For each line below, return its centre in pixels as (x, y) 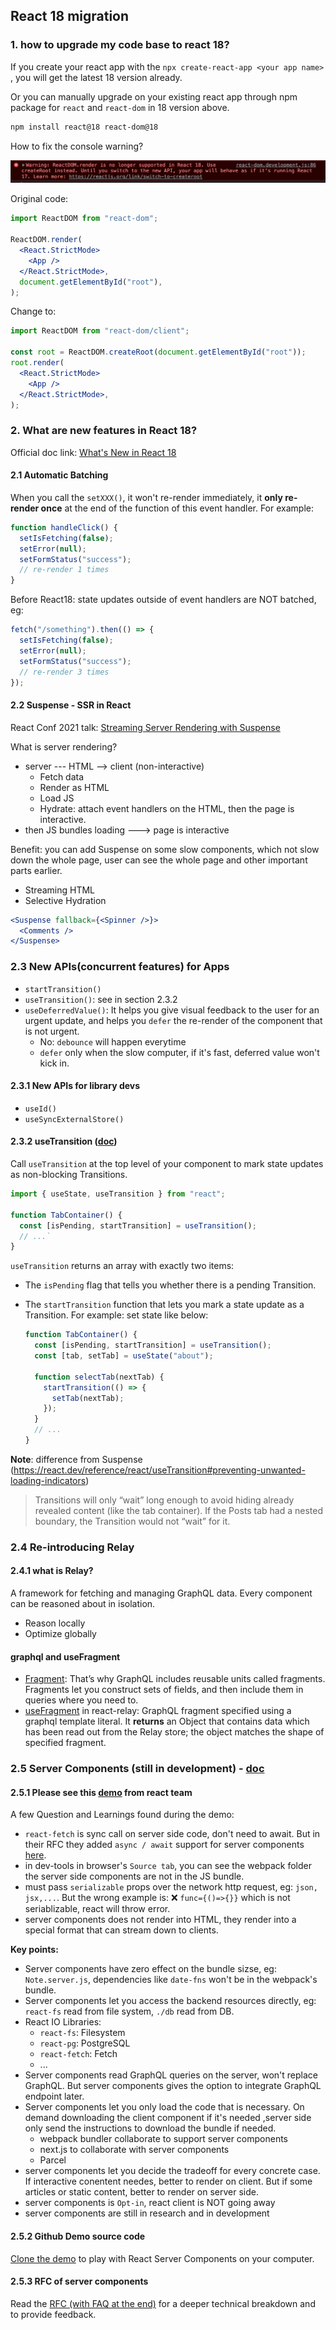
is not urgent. (52, 1031)
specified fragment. (65, 1743)
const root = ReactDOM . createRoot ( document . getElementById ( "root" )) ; (158, 352)
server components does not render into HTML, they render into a (160, 1920)
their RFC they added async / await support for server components (164, 1845)
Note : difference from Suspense (76, 1459)
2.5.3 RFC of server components (79, 2281)
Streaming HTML (60, 890)
